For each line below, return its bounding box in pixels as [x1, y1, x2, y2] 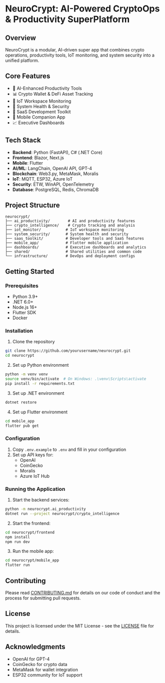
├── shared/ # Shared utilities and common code [5, 249, 142, 254]
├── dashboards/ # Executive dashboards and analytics [5, 245, 146, 250]
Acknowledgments [5, 642, 66, 651]
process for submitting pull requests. [5, 595, 81, 601]
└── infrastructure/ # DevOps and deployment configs [5, 254, 135, 259]
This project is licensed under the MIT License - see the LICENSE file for [5, 622, 154, 628]
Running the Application [5, 485, 65, 492]
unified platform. [5, 58, 39, 63]
